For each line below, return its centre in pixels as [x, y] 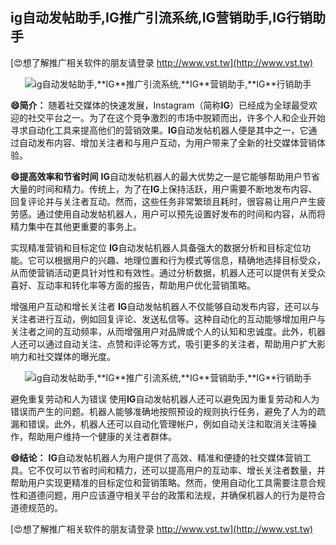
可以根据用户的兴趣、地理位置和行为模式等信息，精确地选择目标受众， [181, 260]
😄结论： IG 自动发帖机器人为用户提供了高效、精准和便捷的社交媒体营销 [156, 457]
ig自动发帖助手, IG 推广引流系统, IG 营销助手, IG [148, 18]
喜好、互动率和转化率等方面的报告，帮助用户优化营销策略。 [133, 285]
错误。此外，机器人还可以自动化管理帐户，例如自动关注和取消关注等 [167, 424]
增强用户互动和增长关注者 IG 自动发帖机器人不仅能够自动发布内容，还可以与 [165, 306]
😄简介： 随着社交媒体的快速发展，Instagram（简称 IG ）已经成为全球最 [155, 105]
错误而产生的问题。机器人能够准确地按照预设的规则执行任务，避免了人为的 [163, 411]
